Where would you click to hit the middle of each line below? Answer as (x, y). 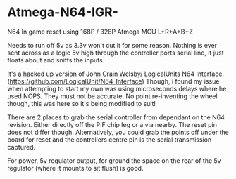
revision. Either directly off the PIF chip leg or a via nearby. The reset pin (112, 124)
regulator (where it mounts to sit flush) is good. (75, 168)
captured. (21, 147)
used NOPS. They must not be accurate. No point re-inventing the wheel (112, 96)
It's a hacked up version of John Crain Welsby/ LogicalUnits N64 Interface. (116, 74)
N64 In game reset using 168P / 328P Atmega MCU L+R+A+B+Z (100, 32)
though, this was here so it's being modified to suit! (82, 103)
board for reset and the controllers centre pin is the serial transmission (110, 139)
